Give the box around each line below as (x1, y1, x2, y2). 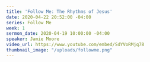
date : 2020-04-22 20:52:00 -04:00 (6, 14, 92, 20)
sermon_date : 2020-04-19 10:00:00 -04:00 (6, 31, 110, 37)
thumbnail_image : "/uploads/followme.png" (6, 47, 113, 53)
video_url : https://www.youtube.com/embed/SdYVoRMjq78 (6, 42, 145, 48)
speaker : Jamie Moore (6, 36, 60, 42)
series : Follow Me (6, 19, 52, 25)
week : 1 (6, 25, 25, 31)
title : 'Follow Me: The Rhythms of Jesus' (6, 8, 113, 15)
